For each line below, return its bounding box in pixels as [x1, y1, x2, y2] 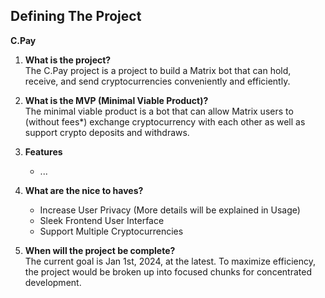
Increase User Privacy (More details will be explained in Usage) [39, 204, 301, 216]
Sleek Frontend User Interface [39, 214, 165, 226]
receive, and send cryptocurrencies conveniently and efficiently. [24, 75, 291, 87]
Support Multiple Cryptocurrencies [39, 225, 184, 237]
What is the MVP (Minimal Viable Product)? [24, 94, 209, 106]
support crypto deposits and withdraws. [24, 126, 190, 138]
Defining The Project [10, 8, 142, 25]
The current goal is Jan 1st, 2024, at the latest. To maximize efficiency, [24, 255, 316, 267]
